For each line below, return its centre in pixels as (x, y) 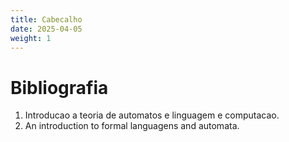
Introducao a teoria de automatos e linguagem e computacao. (152, 115)
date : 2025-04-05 (46, 29)
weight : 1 (31, 38)
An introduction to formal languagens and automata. (132, 126)
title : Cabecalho (46, 19)
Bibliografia (59, 87)
